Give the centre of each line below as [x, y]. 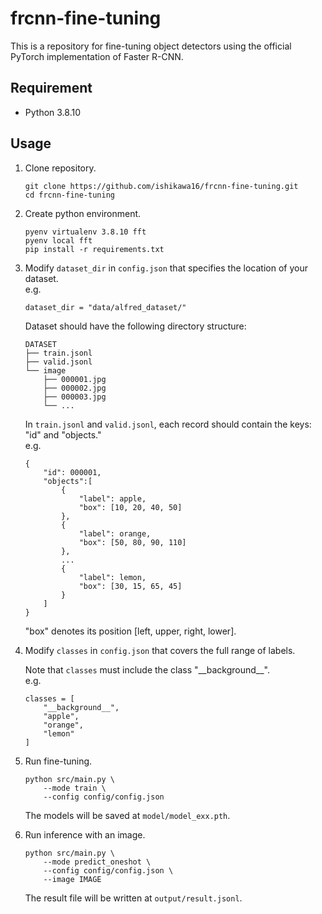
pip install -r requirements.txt [94, 249]
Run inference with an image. [85, 834]
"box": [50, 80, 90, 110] [132, 542]
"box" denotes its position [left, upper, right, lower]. [130, 631]
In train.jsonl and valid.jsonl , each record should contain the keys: [168, 424]
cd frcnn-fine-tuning [69, 195]
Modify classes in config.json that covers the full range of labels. [160, 650]
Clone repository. [60, 168]
